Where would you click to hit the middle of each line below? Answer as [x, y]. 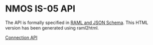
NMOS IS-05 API [40, 9]
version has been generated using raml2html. [52, 27]
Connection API [21, 37]
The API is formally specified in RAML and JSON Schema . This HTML [77, 22]
